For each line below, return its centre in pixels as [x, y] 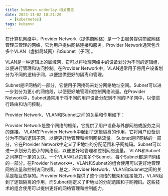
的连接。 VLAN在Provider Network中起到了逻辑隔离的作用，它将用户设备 [80, 132]
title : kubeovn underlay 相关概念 [40, 10]
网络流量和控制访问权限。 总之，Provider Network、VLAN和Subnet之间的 [81, 169]
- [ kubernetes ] [26, 19]
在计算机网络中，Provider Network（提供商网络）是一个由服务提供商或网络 [83, 39]
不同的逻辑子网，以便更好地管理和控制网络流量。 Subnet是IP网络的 [83, 138]
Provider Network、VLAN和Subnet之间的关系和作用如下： [65, 115]
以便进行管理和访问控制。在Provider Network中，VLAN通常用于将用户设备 [82, 68]
